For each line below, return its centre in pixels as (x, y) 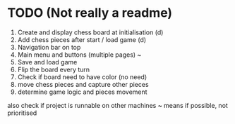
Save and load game (47, 62)
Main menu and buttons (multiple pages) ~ (79, 55)
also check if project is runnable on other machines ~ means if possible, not (117, 105)
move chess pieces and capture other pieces (83, 84)
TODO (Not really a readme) (90, 13)
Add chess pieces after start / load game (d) (82, 39)
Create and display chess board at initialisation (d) (90, 32)
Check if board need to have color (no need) (82, 77)
